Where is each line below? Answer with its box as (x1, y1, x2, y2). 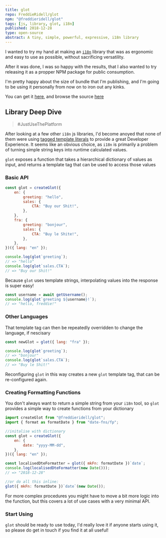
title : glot (5, 7, 30, 12)
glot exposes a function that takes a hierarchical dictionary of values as (5, 156, 153, 162)
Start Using (5, 511, 33, 518)
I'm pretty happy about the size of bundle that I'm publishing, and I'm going (5, 78, 160, 85)
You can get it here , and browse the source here (5, 93, 104, 100)
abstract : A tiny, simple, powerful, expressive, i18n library (5, 35, 139, 40)
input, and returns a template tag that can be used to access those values (5, 161, 156, 167)
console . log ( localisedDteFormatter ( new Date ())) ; (5, 466, 110, 471)
